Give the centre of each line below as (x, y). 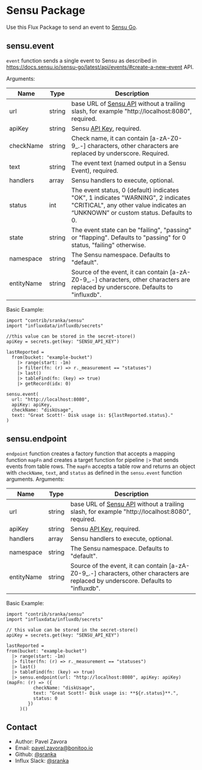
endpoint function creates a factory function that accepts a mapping (91, 453)
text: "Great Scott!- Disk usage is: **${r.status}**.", (106, 693)
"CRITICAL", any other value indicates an (129, 205)
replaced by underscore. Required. (120, 153)
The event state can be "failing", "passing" (131, 230)
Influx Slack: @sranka (42, 761)
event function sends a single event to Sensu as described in (81, 60)
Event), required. (95, 170)
